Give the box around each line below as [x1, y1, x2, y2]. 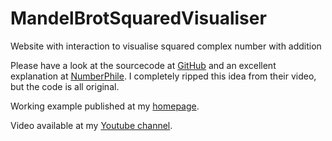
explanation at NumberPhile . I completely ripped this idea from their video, [10, 70, 317, 82]
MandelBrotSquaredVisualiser [10, 7, 267, 30]
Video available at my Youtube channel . [10, 119, 173, 131]
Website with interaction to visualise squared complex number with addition [10, 40, 322, 52]
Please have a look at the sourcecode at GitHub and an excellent [10, 59, 277, 71]
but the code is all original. [10, 80, 120, 92]
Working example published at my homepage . [10, 100, 200, 112]
